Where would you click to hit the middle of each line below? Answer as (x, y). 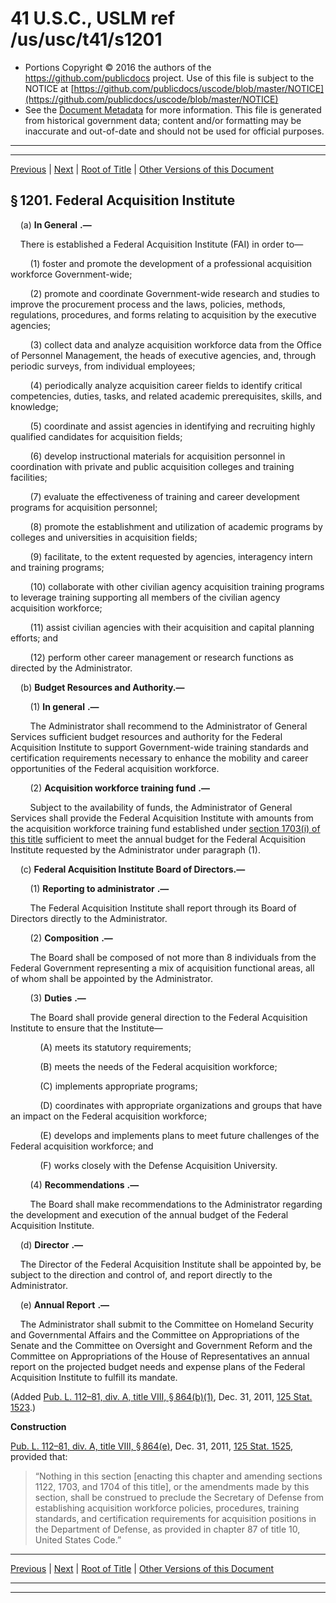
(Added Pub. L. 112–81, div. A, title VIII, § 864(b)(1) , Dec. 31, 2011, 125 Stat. (161, 1396)
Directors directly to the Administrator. (89, 918)
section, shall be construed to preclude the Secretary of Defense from (179, 1497)
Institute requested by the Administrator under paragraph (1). (135, 849)
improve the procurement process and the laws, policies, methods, (148, 304)
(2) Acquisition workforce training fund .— (119, 788)
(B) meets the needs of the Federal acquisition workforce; (158, 1066)
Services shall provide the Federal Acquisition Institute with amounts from (162, 818)
